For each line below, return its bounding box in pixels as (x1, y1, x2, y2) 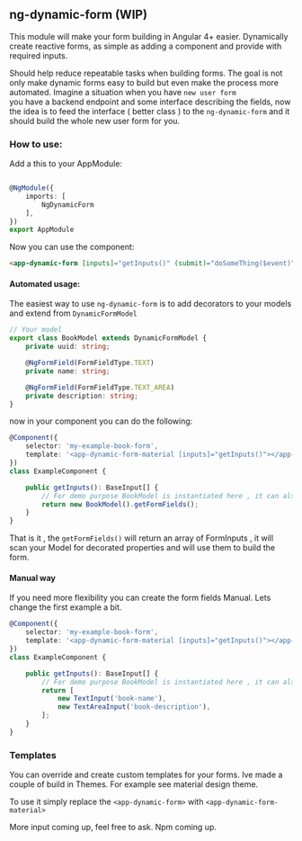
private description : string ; (25, 391, 139, 400)
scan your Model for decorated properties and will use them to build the (9, 542, 276, 553)
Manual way (9, 572, 57, 583)
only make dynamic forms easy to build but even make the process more (9, 76, 279, 88)
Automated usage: (9, 278, 81, 289)
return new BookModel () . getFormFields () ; (41, 499, 200, 509)
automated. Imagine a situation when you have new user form (9, 86, 236, 97)
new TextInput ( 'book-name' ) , (57, 694, 167, 703)
